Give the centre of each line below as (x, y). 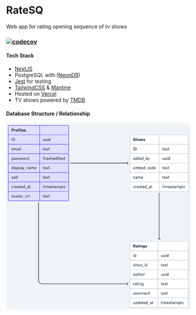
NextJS (23, 69)
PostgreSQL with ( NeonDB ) (47, 75)
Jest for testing (33, 81)
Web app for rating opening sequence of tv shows (67, 26)
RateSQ (25, 10)
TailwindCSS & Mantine (43, 88)
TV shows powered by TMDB (50, 100)
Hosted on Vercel (35, 94)
